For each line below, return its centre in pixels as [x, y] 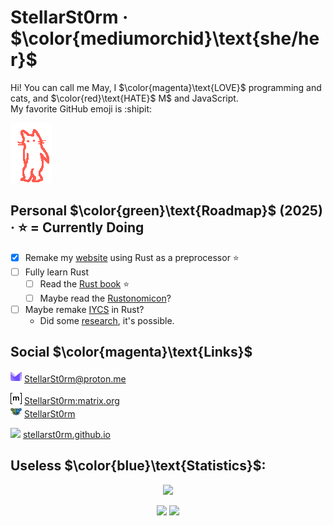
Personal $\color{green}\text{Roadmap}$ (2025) [166, 211]
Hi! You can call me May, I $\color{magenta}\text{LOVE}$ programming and [166, 87]
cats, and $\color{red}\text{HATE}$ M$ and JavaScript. [124, 98]
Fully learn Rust [57, 272]
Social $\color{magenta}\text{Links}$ [131, 352]
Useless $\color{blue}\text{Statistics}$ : [138, 466]
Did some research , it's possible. [107, 320]
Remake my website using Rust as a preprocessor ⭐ [132, 257]
